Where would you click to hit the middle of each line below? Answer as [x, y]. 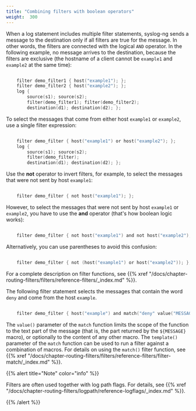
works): [15, 220]
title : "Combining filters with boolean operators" [70, 11]
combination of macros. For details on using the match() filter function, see [96, 350]
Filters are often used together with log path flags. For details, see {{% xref [96, 385]
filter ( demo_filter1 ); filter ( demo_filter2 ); [83, 102]
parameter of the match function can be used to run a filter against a [87, 343]
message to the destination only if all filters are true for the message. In [92, 40]
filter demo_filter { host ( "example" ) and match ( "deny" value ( [95, 313]
